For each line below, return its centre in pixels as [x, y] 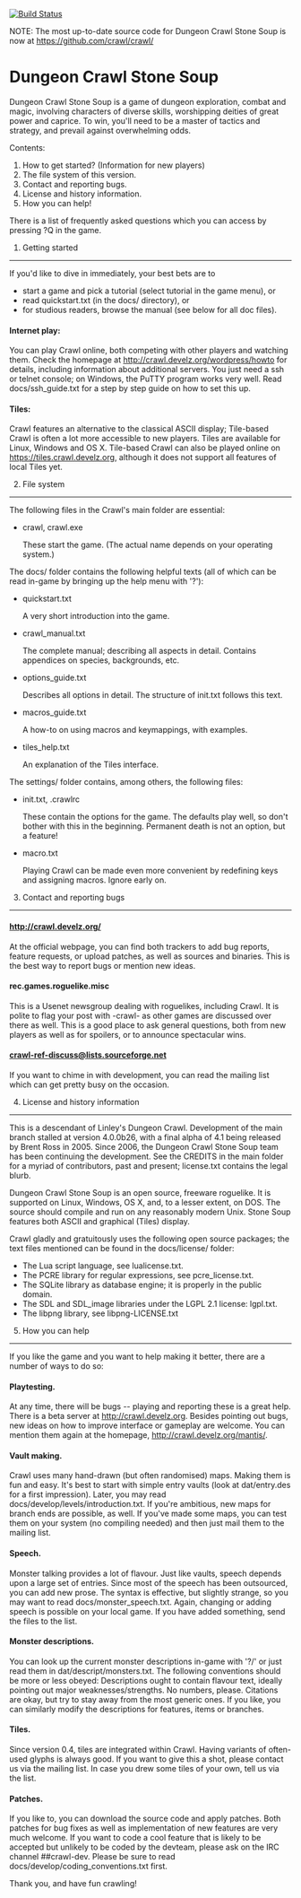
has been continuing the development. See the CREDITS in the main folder [146, 1156]
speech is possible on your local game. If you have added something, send [147, 1611]
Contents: [27, 147]
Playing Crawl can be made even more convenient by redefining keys [150, 871]
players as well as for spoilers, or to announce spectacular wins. [128, 1034]
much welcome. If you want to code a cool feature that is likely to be [135, 1838]
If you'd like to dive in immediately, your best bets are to [112, 273]
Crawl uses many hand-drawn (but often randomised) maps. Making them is [150, 1476]
